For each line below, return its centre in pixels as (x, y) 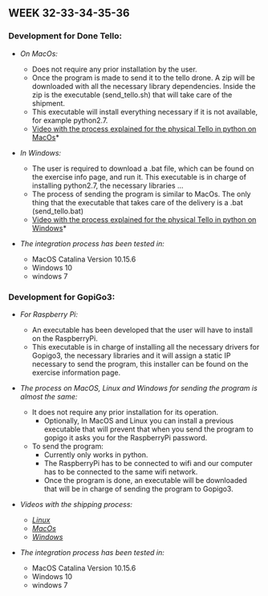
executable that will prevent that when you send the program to (149, 429)
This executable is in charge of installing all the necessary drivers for (146, 347)
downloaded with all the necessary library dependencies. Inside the (144, 86)
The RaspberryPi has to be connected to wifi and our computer (148, 463)
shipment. (49, 103)
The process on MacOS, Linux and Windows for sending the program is (139, 387)
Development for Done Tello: (65, 36)
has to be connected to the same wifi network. (121, 472)
